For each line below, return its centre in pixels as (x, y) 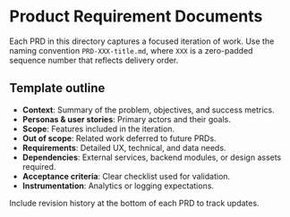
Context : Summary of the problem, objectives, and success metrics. (148, 110)
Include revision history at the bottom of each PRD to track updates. (134, 203)
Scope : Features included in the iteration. (98, 129)
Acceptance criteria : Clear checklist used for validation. (126, 176)
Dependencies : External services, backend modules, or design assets (152, 157)
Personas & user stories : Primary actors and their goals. (126, 119)
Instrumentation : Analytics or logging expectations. (118, 186)
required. (39, 166)
